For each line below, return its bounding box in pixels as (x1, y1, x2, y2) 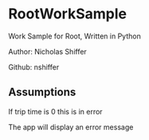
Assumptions (8, 86, 76, 99)
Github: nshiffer (8, 62, 60, 72)
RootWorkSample (8, 5, 127, 23)
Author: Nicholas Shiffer (8, 46, 88, 56)
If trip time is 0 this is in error (8, 106, 103, 116)
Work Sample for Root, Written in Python (8, 31, 141, 41)
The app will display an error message (8, 122, 134, 132)
